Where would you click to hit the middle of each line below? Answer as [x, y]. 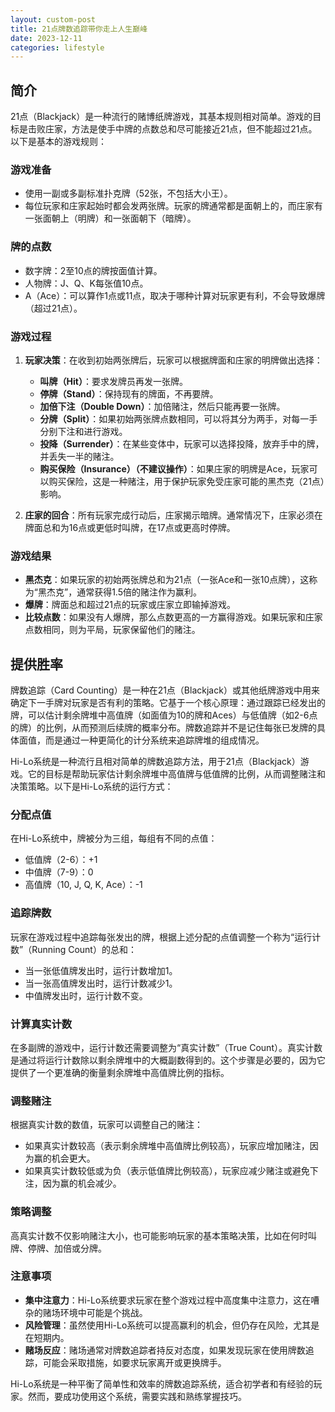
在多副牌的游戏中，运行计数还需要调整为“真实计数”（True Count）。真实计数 [166, 1047]
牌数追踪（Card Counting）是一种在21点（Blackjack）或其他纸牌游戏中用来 [165, 690]
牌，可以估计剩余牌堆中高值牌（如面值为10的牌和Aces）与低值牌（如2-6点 [164, 715]
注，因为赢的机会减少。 [73, 1183]
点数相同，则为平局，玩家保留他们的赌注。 [112, 630]
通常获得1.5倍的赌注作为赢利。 [139, 592]
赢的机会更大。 [64, 1158]
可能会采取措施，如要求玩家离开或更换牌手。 [134, 1362]
